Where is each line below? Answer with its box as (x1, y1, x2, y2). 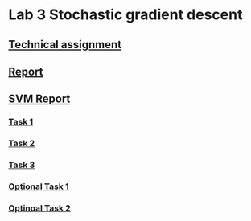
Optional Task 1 (8, 181, 70, 192)
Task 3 (8, 159, 35, 170)
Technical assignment (8, 38, 122, 51)
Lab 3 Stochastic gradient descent (8, 6, 243, 24)
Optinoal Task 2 (8, 203, 71, 214)
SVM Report (8, 92, 71, 106)
